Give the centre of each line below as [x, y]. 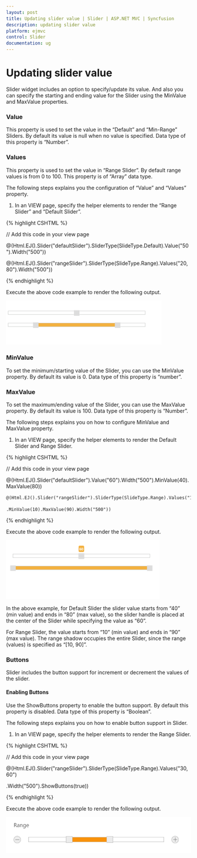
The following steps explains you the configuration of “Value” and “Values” [96, 188]
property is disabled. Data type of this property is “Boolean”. [79, 711]
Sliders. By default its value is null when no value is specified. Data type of [96, 136]
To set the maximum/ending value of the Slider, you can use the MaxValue [96, 405]
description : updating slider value [51, 25]
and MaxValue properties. [37, 101]
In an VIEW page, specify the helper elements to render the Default [96, 440]
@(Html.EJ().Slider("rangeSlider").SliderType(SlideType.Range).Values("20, [97, 263]
